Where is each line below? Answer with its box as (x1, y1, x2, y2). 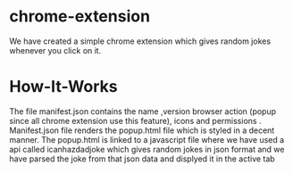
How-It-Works (9, 77, 118, 97)
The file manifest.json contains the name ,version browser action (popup (9, 105, 277, 117)
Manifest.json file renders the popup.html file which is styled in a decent (9, 125, 275, 136)
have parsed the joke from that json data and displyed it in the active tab (9, 153, 275, 164)
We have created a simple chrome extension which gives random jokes (9, 36, 271, 46)
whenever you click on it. (9, 45, 102, 55)
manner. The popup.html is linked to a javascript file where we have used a (9, 134, 285, 144)
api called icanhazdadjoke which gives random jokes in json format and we (9, 144, 285, 154)
